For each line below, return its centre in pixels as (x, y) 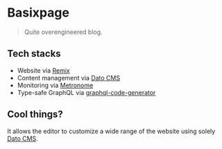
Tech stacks (34, 54)
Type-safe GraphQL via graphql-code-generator (86, 92)
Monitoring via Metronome (55, 85)
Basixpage (38, 13)
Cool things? (35, 115)
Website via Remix (44, 70)
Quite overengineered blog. (63, 32)
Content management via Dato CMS (68, 78)
